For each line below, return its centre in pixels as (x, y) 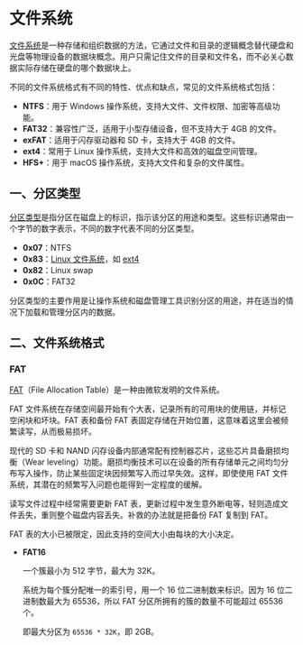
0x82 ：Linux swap (58, 270)
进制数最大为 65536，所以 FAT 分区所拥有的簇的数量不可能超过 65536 (153, 602)
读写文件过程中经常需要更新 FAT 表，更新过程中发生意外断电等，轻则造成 (145, 504)
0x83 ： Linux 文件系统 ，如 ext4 (81, 259)
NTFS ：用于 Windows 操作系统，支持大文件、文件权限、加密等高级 (147, 106)
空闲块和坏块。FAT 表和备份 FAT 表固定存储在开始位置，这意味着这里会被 (145, 420)
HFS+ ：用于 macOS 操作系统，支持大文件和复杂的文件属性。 (136, 162)
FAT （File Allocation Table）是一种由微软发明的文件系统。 (117, 390)
